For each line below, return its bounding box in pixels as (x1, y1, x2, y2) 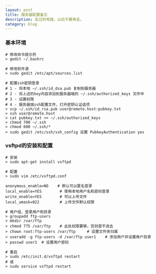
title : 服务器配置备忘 (5, 12, 48, 17)
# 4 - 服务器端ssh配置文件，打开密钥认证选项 (5, 102, 90, 107)
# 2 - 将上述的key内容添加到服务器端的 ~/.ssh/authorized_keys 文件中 (5, 91, 144, 96)
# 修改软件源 (5, 66, 29, 71)
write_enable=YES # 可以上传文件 (5, 194, 87, 199)
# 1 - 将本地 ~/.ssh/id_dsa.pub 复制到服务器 (5, 86, 96, 91)
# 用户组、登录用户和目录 (5, 209, 52, 214)
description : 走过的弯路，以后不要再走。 (5, 17, 84, 22)
